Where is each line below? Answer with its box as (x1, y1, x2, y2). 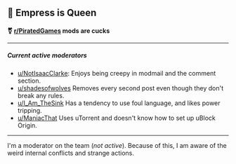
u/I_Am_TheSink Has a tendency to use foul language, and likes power (17, 99, 221, 107)
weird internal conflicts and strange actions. (7, 149, 135, 157)
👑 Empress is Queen (7, 7, 97, 19)
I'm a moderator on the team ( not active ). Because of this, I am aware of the (7, 141, 227, 149)
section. (17, 76, 41, 85)
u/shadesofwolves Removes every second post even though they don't (17, 83, 223, 92)
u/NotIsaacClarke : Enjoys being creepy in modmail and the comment (17, 69, 216, 77)
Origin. (17, 121, 37, 130)
